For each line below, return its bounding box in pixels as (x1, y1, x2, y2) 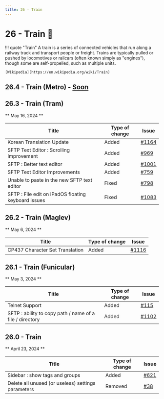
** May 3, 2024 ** (5, 276, 42, 282)
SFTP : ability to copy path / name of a (7, 310, 95, 317)
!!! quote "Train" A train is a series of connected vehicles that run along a (5, 45, 151, 50)
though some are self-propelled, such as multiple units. (5, 60, 116, 66)
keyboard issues (7, 197, 45, 203)
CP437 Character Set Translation (7, 246, 84, 253)
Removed (105, 383, 127, 390)
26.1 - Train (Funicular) (5, 263, 75, 271)
